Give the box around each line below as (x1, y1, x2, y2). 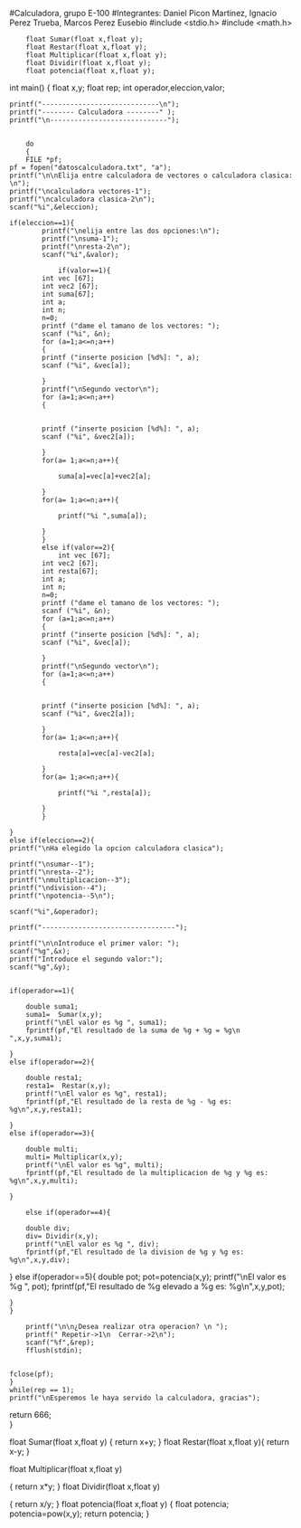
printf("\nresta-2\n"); (42, 242, 131, 252)
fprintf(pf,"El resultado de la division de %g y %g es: (25, 1248, 245, 1257)
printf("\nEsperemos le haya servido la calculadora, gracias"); (9, 1393, 260, 1402)
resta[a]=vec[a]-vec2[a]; (57, 749, 155, 758)
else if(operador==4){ (25, 1208, 111, 1217)
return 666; (9, 1409, 52, 1419)
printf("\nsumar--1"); (9, 859, 95, 868)
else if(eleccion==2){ (9, 836, 95, 845)
